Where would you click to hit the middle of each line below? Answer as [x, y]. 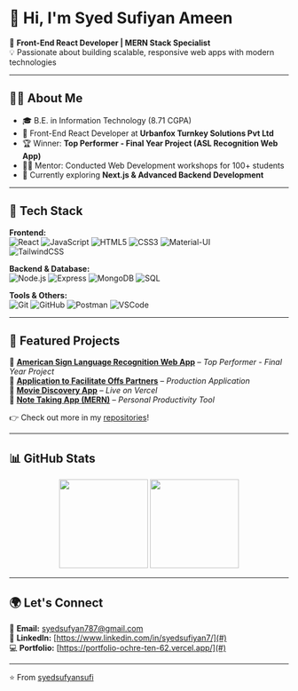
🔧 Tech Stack [46, 211]
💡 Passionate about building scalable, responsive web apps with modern [142, 52]
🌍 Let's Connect [56, 603]
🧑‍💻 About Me [46, 98]
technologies [33, 62]
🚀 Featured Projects [65, 341]
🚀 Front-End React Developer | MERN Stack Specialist [110, 43]
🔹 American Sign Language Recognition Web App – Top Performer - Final [145, 362]
